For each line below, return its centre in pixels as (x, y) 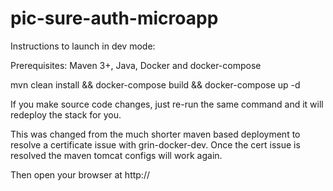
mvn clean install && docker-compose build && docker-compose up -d (155, 84)
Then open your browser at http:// (80, 174)
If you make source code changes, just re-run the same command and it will (167, 104)
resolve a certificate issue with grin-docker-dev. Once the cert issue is (155, 144)
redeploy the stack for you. (66, 114)
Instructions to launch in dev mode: (83, 46)
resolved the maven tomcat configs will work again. (116, 155)
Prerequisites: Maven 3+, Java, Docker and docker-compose (136, 65)
